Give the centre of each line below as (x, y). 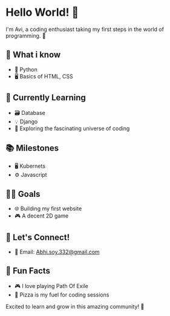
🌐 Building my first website (48, 208)
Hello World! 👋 (42, 12)
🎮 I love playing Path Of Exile (51, 286)
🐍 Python (26, 69)
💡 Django (26, 122)
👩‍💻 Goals (23, 194)
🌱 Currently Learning (46, 98)
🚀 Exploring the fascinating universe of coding (72, 128)
